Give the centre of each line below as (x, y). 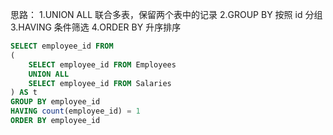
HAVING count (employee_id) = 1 (75, 111)
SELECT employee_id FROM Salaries (100, 83)
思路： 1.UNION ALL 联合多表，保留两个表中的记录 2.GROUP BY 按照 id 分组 (166, 14)
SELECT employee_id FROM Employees (102, 64)
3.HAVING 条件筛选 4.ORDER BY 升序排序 (96, 27)
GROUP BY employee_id (55, 102)
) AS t (24, 93)
